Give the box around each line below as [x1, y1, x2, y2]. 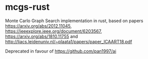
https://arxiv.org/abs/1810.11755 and [5, 33, 78, 39]
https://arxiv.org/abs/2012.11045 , [5, 23, 72, 29]
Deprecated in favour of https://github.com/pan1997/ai [5, 48, 116, 54]
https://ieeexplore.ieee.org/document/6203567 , [5, 28, 102, 34]
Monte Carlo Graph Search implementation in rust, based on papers [5, 18, 144, 24]
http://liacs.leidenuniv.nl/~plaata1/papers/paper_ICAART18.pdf [5, 38, 132, 44]
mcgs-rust [5, 1, 50, 13]
